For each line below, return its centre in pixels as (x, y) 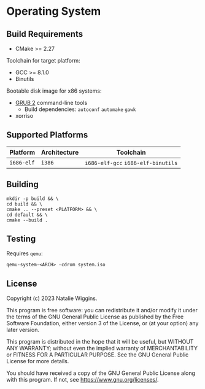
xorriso (24, 116)
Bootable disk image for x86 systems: (54, 91)
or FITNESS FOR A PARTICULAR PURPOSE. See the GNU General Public (98, 355)
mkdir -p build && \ (33, 198)
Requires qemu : (25, 253)
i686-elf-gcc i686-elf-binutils (131, 163)
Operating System (54, 11)
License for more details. (38, 361)
